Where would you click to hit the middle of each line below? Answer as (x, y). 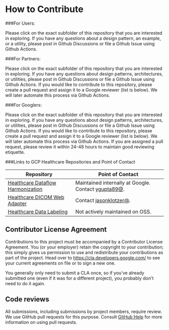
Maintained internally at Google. (113, 183)
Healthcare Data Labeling (38, 211)
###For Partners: (23, 58)
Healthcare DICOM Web (36, 197)
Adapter (17, 203)
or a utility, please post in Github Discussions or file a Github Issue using (80, 43)
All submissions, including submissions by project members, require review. (83, 311)
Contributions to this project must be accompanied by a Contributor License (84, 241)
